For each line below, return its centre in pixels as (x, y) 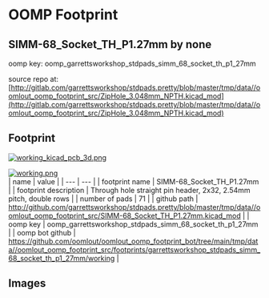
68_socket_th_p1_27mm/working (62, 258)
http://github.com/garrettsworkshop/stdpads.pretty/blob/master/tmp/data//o (134, 207)
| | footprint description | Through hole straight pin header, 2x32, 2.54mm (129, 190)
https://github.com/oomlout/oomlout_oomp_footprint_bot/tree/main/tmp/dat (133, 241)
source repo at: (33, 79)
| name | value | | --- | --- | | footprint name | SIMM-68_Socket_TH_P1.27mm (134, 181)
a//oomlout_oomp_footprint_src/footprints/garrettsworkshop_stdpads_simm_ (134, 249)
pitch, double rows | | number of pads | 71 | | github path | (103, 199)
